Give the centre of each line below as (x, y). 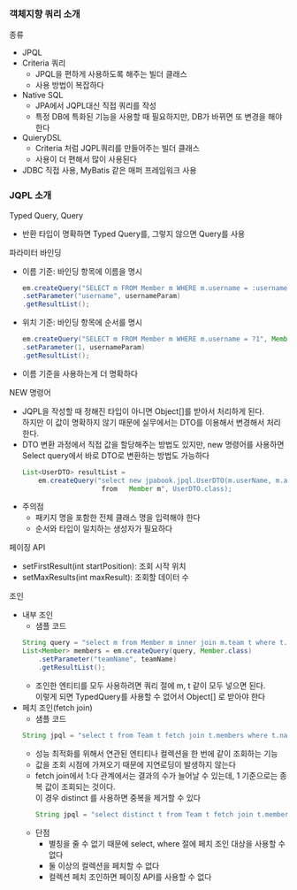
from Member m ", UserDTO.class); (167, 488)
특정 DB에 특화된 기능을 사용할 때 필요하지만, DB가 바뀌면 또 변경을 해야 (159, 117)
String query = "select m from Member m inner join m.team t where (148, 643)
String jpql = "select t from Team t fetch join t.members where (145, 735)
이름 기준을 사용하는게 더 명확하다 (80, 373)
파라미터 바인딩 (35, 252)
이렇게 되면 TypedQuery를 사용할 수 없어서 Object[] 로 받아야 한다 (150, 696)
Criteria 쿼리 (44, 63)
